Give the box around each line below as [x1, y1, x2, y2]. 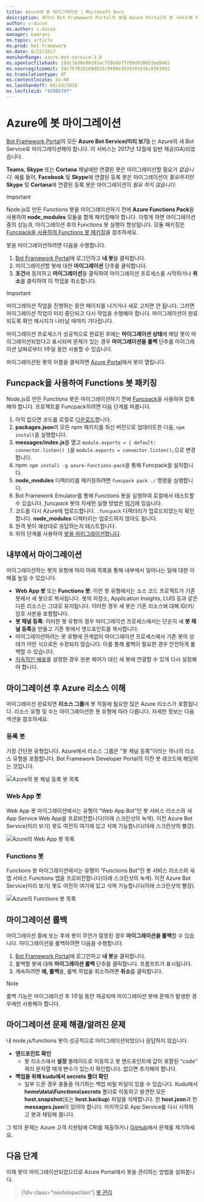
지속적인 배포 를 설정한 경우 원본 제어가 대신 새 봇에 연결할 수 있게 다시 [15, 656, 181, 663]
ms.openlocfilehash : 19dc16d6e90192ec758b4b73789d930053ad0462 [6, 60, 171, 66]
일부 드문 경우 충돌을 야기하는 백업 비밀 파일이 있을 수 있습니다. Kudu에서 [24, 1080, 198, 1088]
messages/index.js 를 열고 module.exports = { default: [15, 438, 157, 446]
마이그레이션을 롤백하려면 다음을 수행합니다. [19, 939, 124, 947]
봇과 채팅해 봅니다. [30, 1111, 75, 1118]
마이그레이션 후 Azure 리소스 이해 [6, 683, 126, 693]
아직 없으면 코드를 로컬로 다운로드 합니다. [15, 415, 111, 423]
